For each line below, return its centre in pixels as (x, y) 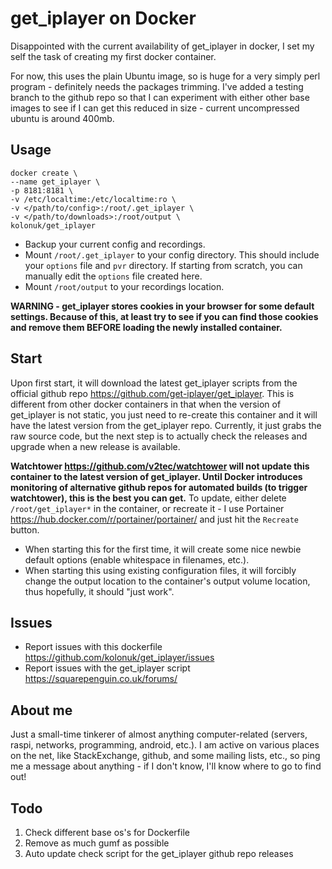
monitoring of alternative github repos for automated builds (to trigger (159, 487)
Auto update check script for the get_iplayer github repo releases (159, 853)
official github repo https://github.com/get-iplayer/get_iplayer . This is (152, 393)
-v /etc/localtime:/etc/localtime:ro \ (93, 199)
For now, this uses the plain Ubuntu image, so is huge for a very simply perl (165, 76)
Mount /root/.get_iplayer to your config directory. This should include (172, 254)
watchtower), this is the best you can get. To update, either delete (148, 498)
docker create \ (44, 173)
